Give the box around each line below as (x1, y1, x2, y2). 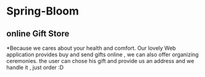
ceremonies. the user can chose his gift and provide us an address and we (6, 58, 195, 64)
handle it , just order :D (6, 64, 64, 71)
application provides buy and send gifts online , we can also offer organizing (6, 51, 199, 58)
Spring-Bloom (6, 4, 80, 18)
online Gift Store (6, 28, 70, 39)
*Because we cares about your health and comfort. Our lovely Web (6, 44, 176, 52)
